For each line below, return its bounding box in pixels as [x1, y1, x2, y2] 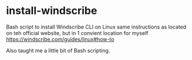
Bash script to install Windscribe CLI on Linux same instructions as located [6, 23, 187, 30]
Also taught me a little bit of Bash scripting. [6, 47, 110, 54]
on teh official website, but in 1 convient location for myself [6, 29, 149, 36]
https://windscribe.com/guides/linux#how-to [6, 36, 114, 43]
